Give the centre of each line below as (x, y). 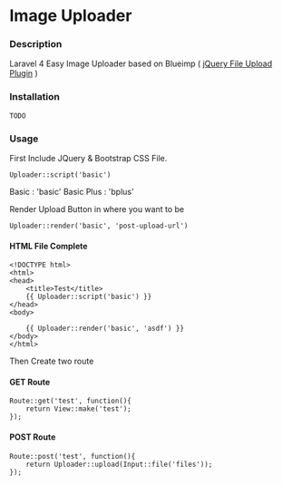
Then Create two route (52, 361)
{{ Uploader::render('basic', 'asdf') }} (105, 329)
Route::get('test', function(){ (70, 401)
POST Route (33, 437)
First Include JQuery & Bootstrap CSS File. (88, 159)
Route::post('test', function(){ (73, 456)
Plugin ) (24, 73)
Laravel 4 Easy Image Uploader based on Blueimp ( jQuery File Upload (141, 63)
